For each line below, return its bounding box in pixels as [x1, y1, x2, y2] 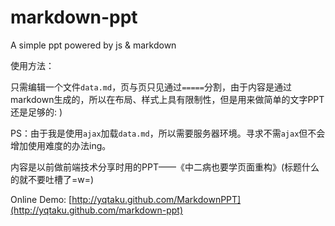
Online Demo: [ [10, 193, 73, 205]
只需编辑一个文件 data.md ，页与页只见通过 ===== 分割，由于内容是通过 [10, 81, 292, 93]
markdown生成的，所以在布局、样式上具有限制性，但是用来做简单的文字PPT [10, 93, 325, 105]
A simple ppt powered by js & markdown [10, 39, 177, 51]
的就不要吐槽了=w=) [10, 173, 95, 185]
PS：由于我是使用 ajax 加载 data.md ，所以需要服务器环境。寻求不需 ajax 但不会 [10, 127, 326, 139]
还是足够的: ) [10, 106, 63, 118]
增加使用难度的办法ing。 [10, 139, 112, 151]
